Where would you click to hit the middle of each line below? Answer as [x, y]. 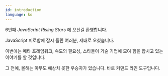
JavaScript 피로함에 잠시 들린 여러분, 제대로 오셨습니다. [60, 40]
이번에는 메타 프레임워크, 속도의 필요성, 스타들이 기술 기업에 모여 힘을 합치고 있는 [84, 51]
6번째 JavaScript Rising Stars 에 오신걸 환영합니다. [56, 29]
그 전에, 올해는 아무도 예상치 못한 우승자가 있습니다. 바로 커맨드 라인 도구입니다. [83, 68]
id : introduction [23, 10]
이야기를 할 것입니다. [25, 57]
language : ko [19, 15]
